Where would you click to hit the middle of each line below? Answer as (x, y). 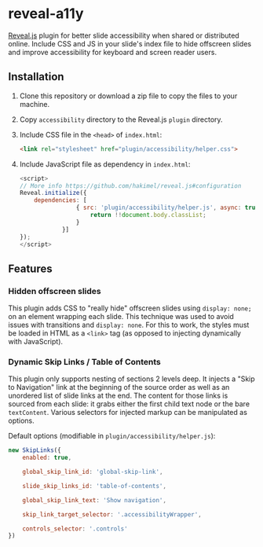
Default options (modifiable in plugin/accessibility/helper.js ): (112, 436)
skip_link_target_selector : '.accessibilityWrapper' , (112, 514)
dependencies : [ (60, 200)
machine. (35, 104)
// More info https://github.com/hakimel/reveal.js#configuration (130, 185)
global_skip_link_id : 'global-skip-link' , (93, 472)
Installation (36, 77)
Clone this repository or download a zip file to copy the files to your (128, 96)
